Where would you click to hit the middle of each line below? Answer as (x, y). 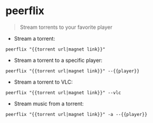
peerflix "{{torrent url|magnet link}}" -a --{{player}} (76, 114)
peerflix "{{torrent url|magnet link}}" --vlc (63, 92)
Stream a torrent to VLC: (43, 82)
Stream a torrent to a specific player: (58, 60)
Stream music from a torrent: (49, 104)
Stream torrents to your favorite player (66, 27)
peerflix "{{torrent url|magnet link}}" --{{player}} (73, 71)
